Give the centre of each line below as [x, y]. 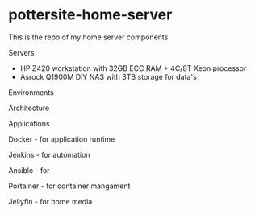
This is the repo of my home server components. [90, 37]
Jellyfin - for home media [50, 201]
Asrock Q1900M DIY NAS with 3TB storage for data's [109, 76]
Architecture [29, 108]
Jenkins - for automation [49, 154]
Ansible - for [29, 170]
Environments [31, 92]
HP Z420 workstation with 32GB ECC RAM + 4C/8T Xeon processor [133, 68]
